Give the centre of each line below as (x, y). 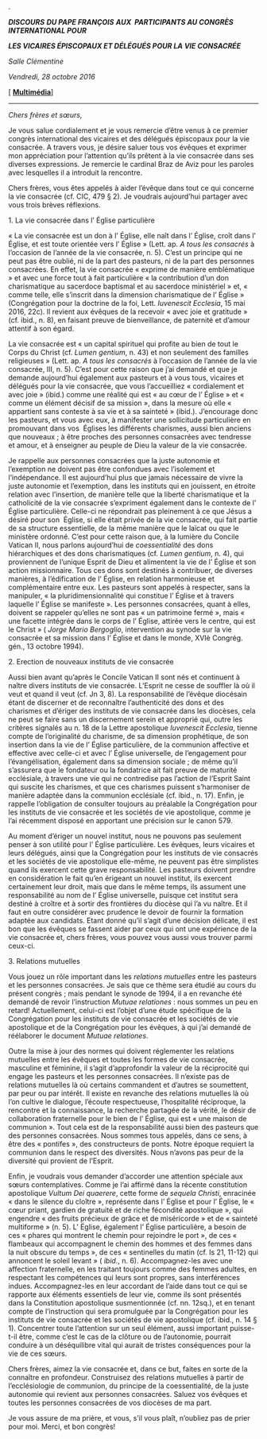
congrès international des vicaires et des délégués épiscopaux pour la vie (129, 139)
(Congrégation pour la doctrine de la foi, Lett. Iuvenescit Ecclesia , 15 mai (127, 303)
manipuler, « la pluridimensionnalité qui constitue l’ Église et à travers (121, 596)
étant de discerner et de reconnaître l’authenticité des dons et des (116, 702)
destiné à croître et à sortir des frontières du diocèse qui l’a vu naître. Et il (128, 903)
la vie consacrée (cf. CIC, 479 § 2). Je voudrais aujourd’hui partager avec (128, 196)
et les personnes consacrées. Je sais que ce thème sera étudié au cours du (132, 985)
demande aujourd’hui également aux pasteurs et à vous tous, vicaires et (126, 377)
